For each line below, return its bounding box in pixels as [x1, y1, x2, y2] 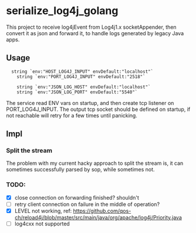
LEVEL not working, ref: [14, 207, 72, 214]
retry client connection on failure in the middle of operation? [14, 201, 160, 208]
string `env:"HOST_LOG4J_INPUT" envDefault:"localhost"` [11, 69, 154, 75]
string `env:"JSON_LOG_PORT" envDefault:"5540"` [16, 89, 138, 95]
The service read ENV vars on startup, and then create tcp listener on [6, 99, 174, 106]
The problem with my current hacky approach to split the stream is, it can [6, 160, 184, 167]
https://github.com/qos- [73, 207, 131, 214]
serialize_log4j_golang [6, 4, 119, 18]
